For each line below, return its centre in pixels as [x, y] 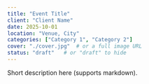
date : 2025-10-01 [33, 27]
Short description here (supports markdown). [72, 72]
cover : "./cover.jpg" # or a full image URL [74, 46]
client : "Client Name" [40, 20]
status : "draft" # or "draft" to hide [67, 53]
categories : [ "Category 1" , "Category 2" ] [70, 40]
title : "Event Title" [39, 14]
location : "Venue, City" [43, 33]
